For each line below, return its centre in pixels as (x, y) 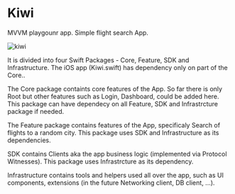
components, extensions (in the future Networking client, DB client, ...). (111, 183)
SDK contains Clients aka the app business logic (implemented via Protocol (117, 154)
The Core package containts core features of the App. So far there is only (115, 89)
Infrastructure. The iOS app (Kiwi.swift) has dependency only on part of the (118, 67)
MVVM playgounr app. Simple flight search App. (78, 33)
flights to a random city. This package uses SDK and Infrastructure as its (113, 132)
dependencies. (29, 140)
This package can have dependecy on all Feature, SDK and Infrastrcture (113, 103)
